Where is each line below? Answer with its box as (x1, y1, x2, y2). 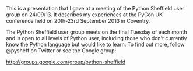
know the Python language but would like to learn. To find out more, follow (6, 41, 185, 48)
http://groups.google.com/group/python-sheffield (6, 58, 126, 65)
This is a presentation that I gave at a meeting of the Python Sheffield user (6, 5, 185, 12)
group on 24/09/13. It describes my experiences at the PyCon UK (6, 11, 163, 18)
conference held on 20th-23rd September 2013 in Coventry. (6, 17, 150, 24)
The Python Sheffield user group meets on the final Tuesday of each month (6, 29, 187, 35)
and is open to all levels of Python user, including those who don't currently (6, 35, 187, 41)
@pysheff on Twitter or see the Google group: (6, 47, 117, 54)
